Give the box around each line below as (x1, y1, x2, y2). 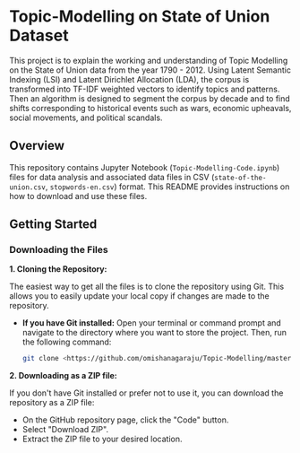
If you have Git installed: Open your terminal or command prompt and (21, 318, 282, 328)
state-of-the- (214, 173, 267, 182)
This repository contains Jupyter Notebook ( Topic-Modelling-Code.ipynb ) (9, 161, 280, 172)
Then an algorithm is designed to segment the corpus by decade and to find (9, 92, 291, 104)
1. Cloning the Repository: (9, 264, 107, 274)
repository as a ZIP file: (9, 397, 95, 408)
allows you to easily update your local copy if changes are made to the (9, 291, 270, 301)
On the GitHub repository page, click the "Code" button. (21, 414, 229, 425)
